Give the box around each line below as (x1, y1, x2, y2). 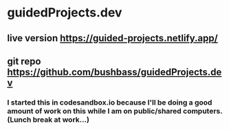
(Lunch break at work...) (7, 115, 89, 124)
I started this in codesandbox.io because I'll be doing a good (7, 98, 212, 107)
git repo (7, 55, 41, 67)
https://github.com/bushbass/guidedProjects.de (7, 66, 222, 78)
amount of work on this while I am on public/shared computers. (7, 106, 223, 116)
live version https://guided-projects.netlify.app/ (7, 32, 218, 44)
